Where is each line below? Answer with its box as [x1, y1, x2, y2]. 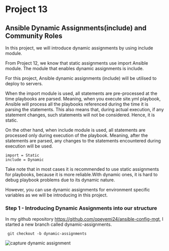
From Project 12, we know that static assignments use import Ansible [5, 60, 148, 66]
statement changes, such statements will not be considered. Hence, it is [5, 112, 155, 118]
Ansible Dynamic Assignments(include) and [5, 24, 147, 32]
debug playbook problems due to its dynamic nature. [5, 177, 115, 183]
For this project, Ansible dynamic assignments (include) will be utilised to [5, 75, 157, 81]
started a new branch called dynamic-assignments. [5, 221, 112, 228]
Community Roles [5, 31, 63, 40]
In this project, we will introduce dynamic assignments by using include [5, 45, 153, 51]
